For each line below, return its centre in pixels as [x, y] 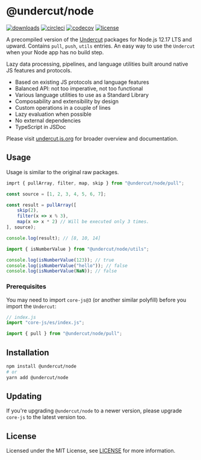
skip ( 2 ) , [28, 210]
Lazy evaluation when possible [53, 114]
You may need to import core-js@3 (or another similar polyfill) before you [96, 300]
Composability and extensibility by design [67, 101]
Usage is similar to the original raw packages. [63, 172]
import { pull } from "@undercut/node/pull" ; [64, 334]
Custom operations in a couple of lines [63, 107]
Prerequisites [26, 286]
